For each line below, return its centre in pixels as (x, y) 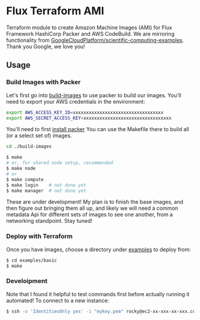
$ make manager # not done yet (46, 191)
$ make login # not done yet (46, 185)
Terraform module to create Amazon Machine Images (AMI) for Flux (89, 27)
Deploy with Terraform (40, 237)
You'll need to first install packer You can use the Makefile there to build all (98, 129)
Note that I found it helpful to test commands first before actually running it (98, 294)
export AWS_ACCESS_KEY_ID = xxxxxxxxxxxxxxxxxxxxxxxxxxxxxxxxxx (85, 112)
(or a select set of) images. (39, 136)
